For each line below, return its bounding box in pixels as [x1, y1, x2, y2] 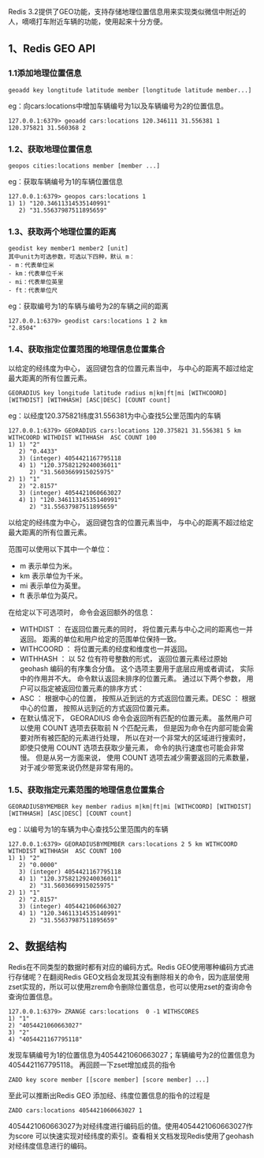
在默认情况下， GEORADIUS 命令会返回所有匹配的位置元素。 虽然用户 [19, 713, 246, 722]
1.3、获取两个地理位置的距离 [8, 226, 117, 237]
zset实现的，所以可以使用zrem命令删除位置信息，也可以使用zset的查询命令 [8, 982, 252, 991]
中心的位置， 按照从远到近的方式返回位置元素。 [19, 703, 174, 713]
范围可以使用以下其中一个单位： [8, 544, 112, 553]
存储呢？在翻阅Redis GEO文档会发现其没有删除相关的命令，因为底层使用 [14, 971, 250, 982]
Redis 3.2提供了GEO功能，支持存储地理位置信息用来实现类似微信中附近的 [8, 7, 247, 16]
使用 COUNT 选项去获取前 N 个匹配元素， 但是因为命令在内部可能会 [26, 722, 247, 733]
